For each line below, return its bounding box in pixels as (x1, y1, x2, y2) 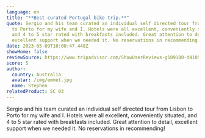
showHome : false (6, 49, 48, 55)
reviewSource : (6, 54, 43, 60)
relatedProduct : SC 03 (6, 89, 64, 95)
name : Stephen (12, 83, 48, 89)
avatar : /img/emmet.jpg (12, 77, 72, 83)
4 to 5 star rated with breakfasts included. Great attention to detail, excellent (6, 118, 198, 125)
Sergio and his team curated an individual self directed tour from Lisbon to (6, 105, 193, 112)
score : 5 (6, 60, 29, 66)
